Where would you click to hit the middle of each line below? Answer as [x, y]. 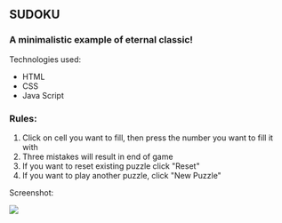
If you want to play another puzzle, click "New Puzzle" [122, 175]
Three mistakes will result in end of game [97, 156]
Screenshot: [32, 192]
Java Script [43, 95]
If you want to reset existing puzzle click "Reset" [111, 166]
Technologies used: [45, 59]
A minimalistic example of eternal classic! [101, 40]
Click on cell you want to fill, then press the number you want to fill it [148, 138]
